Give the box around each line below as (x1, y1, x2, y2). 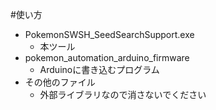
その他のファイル (24, 76, 96, 88)
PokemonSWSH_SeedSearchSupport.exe (24, 29, 195, 40)
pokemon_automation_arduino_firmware (24, 52, 190, 63)
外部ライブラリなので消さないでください (39, 89, 207, 100)
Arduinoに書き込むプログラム (39, 64, 160, 75)
